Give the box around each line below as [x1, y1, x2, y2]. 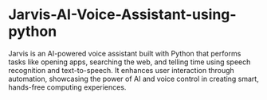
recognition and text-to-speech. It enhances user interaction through [8, 65, 235, 75]
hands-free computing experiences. [8, 82, 127, 92]
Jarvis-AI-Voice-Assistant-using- [8, 6, 237, 24]
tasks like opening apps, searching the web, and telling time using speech [8, 57, 251, 67]
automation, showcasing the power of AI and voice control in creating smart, [8, 74, 259, 83]
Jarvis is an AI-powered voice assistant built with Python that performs [8, 48, 241, 58]
